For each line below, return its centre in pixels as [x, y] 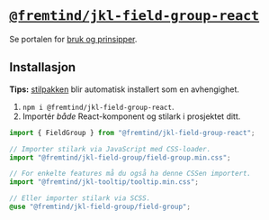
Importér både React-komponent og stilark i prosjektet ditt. [131, 116]
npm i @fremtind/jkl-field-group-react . [98, 106]
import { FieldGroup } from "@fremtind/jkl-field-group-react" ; [132, 133]
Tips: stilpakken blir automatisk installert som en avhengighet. [125, 89]
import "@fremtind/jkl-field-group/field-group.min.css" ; [120, 157]
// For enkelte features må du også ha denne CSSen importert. [130, 174]
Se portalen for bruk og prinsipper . [73, 39]
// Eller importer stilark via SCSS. [80, 198]
